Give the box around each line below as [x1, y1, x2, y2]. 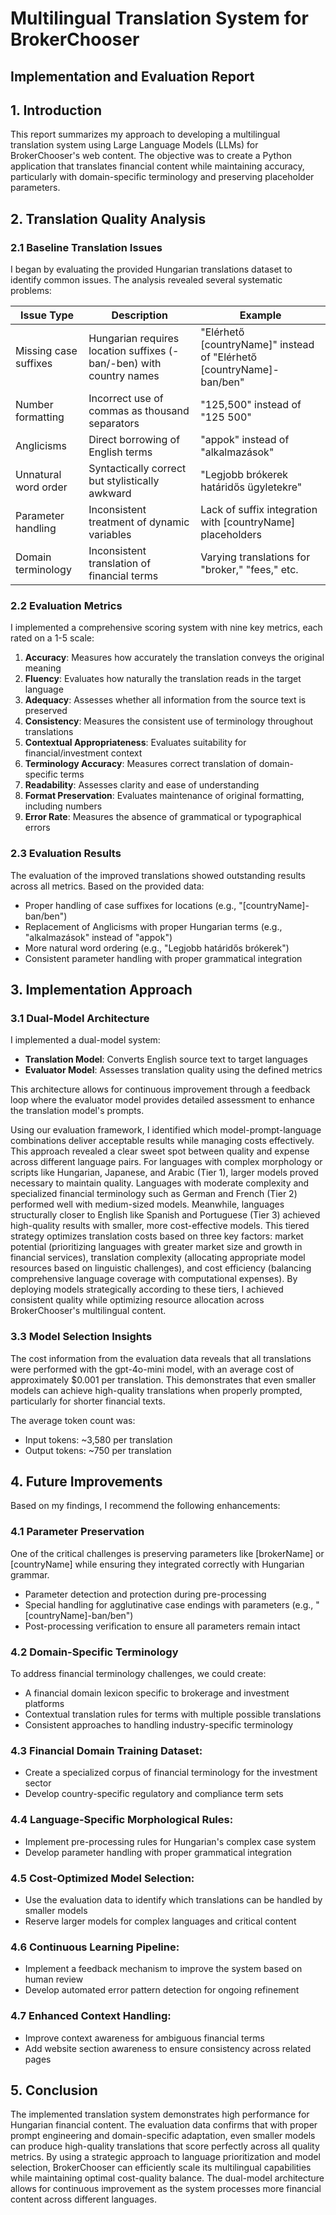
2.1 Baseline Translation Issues [10, 240, 163, 254]
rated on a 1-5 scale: [10, 632, 95, 644]
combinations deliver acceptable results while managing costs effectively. [10, 1135, 315, 1147]
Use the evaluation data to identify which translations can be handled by [24, 1893, 323, 1906]
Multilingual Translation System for [10, 7, 309, 30]
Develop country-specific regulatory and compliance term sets [24, 1788, 284, 1800]
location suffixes [88, 344, 167, 358]
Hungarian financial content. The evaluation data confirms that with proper [10, 2119, 318, 2131]
